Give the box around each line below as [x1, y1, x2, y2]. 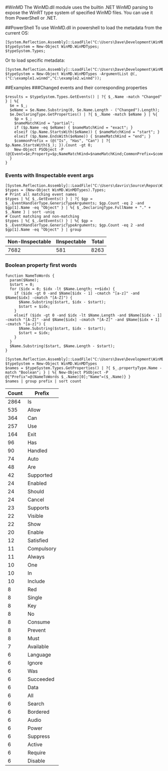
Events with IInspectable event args [5, 172, 94, 179]
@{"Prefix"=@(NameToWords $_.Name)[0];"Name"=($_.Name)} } [5, 374, 131, 379]
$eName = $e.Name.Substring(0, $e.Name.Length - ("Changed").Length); [9, 107, 160, 113]
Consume [27, 618, 50, 625]
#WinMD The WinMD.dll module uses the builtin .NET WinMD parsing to [5, 5, 153, 10]
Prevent [27, 626, 46, 633]
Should [27, 488, 44, 495]
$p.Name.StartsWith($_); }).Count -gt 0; [5, 143, 93, 148]
